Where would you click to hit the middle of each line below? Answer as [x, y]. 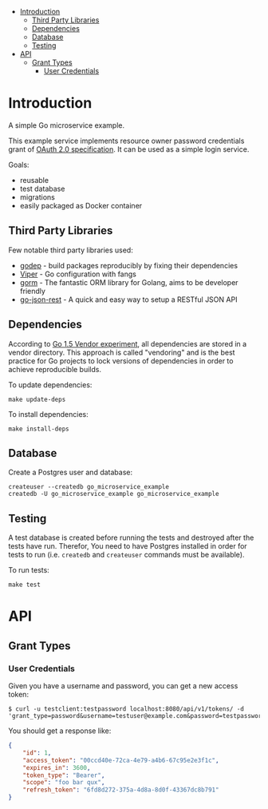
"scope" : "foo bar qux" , [64, 783]
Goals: [19, 165]
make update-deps [37, 399]
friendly [33, 291]
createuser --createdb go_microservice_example [89, 487]
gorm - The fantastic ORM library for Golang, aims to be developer [129, 282]
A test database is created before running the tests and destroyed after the [131, 537]
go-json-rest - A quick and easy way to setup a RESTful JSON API [128, 299]
